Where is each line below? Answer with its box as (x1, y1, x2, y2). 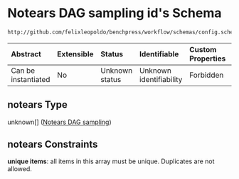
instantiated (11, 74, 51, 84)
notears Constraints (7, 138, 98, 150)
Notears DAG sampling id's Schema (7, 5, 222, 21)
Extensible (56, 48, 94, 58)
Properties (189, 53, 226, 63)
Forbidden (189, 70, 224, 80)
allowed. (7, 165, 32, 173)
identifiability (139, 74, 183, 84)
